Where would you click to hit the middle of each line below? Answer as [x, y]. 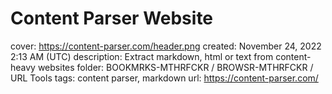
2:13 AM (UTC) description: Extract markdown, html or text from [142, 56]
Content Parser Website [112, 18]
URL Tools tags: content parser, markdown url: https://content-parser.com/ [164, 78]
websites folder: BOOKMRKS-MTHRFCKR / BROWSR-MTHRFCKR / [175, 67]
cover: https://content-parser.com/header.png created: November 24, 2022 [166, 46]
